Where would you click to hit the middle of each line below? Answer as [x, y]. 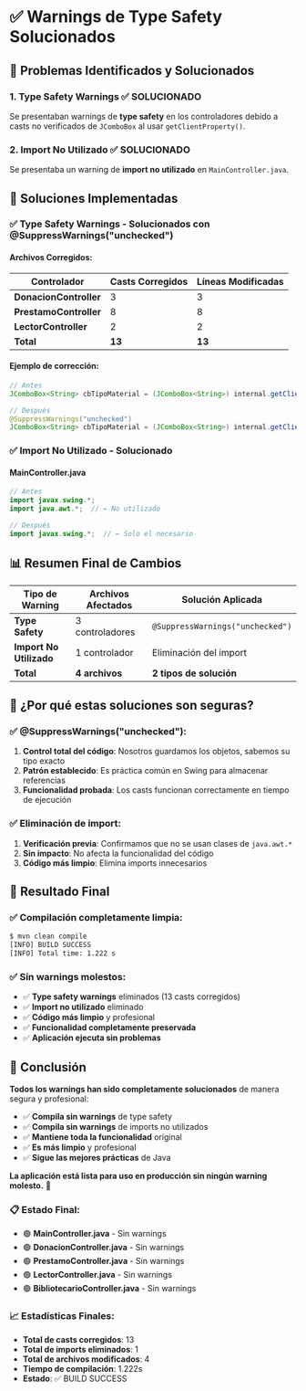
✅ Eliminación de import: [65, 824]
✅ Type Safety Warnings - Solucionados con [110, 224]
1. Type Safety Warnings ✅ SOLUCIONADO [106, 96]
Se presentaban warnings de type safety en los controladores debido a [144, 116]
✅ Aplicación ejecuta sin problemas [92, 1038]
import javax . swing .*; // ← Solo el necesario [102, 533]
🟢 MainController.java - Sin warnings [94, 1234]
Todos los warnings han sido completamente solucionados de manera [144, 1089]
